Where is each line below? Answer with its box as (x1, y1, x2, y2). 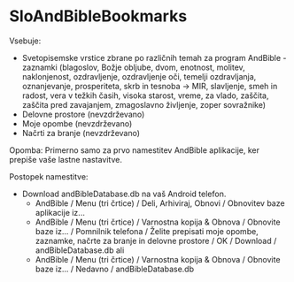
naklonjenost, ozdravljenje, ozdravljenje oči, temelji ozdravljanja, (21, 71, 257, 81)
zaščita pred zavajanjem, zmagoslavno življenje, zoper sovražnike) (21, 99, 267, 110)
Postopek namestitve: (9, 171, 89, 182)
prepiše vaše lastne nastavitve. (9, 154, 122, 164)
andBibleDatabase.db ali (35, 245, 125, 255)
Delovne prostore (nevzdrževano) (21, 109, 145, 119)
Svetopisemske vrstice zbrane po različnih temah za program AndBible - (21, 52, 287, 63)
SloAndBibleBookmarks (9, 6, 188, 27)
